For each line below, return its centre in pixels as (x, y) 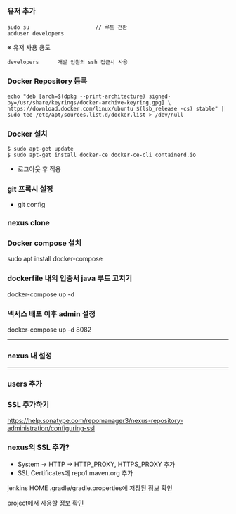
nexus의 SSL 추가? (39, 447)
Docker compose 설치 (45, 243)
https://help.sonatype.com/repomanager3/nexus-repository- (96, 420)
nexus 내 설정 (30, 356)
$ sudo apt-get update (40, 149)
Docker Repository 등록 (47, 81)
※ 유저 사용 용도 (29, 48)
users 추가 (25, 384)
